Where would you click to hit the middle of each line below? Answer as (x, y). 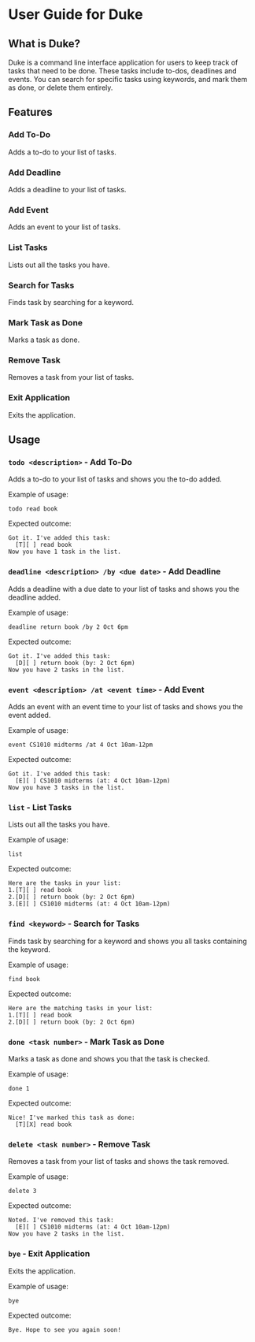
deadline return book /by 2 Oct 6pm (68, 627)
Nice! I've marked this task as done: (72, 1117)
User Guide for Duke (76, 15)
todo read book (33, 509)
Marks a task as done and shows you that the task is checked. (109, 1058)
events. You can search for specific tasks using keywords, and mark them (128, 79)
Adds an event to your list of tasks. (65, 227)
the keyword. (30, 949)
